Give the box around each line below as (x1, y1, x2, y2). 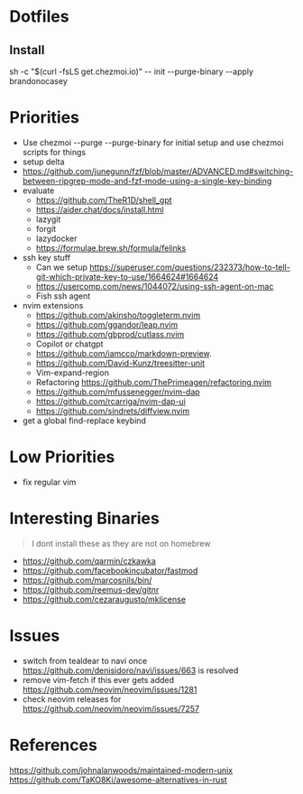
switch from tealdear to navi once (22, 655, 148, 666)
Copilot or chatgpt (35, 338, 104, 349)
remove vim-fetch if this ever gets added (22, 674, 174, 685)
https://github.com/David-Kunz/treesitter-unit (35, 357, 206, 368)
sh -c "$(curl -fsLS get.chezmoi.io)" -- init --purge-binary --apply (9, 66, 254, 77)
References (9, 734, 97, 755)
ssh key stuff (22, 252, 70, 263)
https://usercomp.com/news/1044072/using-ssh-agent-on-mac (35, 281, 274, 291)
